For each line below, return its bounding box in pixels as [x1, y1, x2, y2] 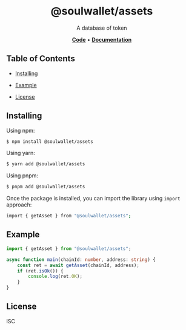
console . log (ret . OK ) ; [28, 274, 83, 280]
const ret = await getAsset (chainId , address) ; [17, 262, 139, 268]
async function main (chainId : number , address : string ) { [6, 256, 156, 263]
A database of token [76, 24, 127, 31]
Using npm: [6, 127, 35, 134]
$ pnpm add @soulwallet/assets [6, 183, 85, 190]
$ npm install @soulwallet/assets [6, 138, 94, 145]
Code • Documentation [71, 36, 132, 43]
